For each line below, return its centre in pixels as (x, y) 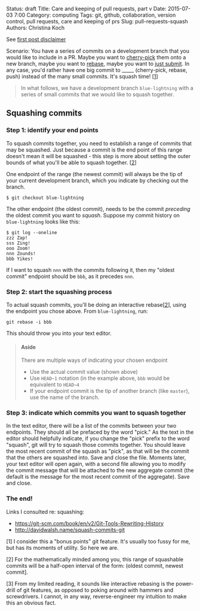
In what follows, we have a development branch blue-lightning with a (107, 88)
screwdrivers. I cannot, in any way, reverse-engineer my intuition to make (96, 596)
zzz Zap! (17, 238)
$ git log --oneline (32, 232)
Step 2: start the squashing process (59, 292)
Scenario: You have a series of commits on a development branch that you (98, 51)
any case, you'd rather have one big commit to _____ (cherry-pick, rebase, (97, 70)
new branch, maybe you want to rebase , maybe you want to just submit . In (98, 63)
